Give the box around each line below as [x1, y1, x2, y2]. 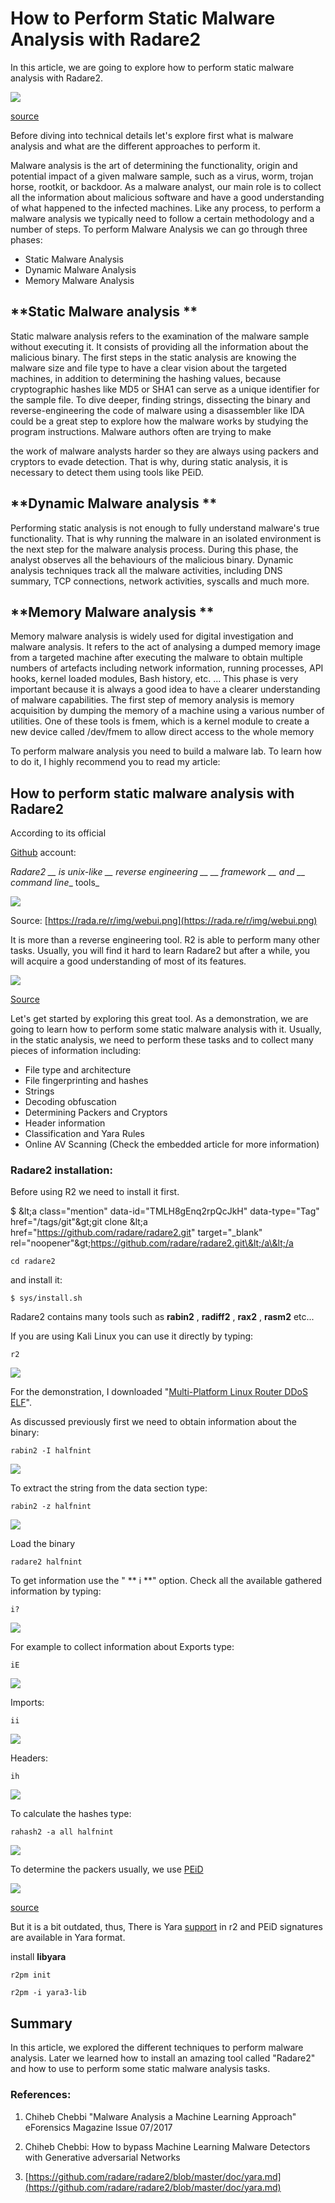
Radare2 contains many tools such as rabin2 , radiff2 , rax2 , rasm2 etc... [10, 1311, 315, 1323]
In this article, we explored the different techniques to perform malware [10, 2042, 304, 2054]
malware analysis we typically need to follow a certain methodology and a [10, 212, 315, 224]
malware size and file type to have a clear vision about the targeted [10, 362, 288, 374]
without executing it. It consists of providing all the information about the [10, 340, 309, 352]
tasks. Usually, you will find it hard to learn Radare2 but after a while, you [10, 945, 311, 957]
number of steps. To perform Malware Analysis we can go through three [10, 223, 308, 235]
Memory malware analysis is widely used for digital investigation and [10, 630, 294, 642]
